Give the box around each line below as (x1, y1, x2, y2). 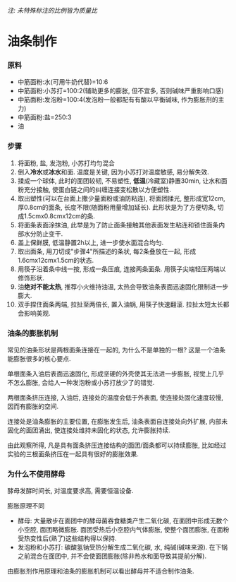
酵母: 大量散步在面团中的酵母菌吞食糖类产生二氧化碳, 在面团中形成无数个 (17, 516, 229, 525)
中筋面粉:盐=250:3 (17, 113, 72, 121)
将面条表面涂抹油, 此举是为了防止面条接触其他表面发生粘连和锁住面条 (17, 220, 219, 229)
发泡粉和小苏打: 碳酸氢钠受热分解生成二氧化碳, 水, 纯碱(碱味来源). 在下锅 (17, 543, 228, 552)
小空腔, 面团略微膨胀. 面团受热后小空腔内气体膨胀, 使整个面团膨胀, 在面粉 (17, 525, 230, 534)
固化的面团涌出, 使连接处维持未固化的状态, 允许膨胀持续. (7, 426, 170, 434)
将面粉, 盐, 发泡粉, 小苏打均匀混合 (17, 158, 115, 167)
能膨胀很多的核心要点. (7, 355, 72, 363)
